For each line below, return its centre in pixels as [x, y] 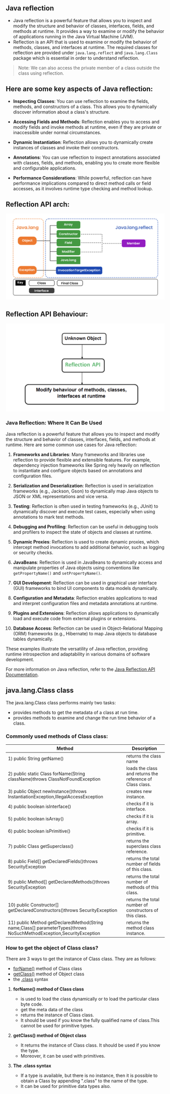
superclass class [144, 846]
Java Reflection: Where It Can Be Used [54, 423]
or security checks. [33, 553]
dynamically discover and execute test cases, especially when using [84, 511]
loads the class [142, 768]
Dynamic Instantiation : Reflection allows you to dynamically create [83, 142]
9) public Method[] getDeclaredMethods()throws [59, 882]
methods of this [143, 887]
